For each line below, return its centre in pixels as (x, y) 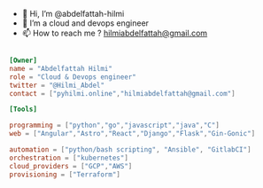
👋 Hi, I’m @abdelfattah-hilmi (73, 14)
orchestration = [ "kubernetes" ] (69, 158)
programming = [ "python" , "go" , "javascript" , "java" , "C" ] (114, 125)
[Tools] (23, 110)
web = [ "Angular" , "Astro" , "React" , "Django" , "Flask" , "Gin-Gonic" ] (132, 134)
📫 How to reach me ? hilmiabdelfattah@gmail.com (115, 33)
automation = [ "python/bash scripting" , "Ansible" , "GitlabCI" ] (130, 150)
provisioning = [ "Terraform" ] (65, 174)
